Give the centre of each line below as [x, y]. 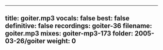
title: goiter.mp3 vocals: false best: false [67, 18]
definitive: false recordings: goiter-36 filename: [79, 26]
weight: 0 [61, 41]
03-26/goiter [25, 41]
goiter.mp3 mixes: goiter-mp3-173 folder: [69, 34]
